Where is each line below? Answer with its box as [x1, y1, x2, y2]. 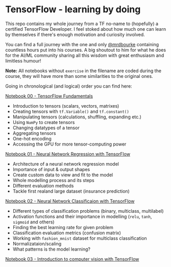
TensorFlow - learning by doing [5, 4, 141, 15]
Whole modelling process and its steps [12, 177, 94, 183]
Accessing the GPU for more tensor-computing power [12, 141, 127, 147]
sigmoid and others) [12, 219, 55, 225]
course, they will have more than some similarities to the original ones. [5, 73, 153, 79]
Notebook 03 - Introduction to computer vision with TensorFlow [5, 256, 139, 262]
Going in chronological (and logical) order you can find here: [5, 83, 132, 89]
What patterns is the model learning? [12, 246, 91, 252]
